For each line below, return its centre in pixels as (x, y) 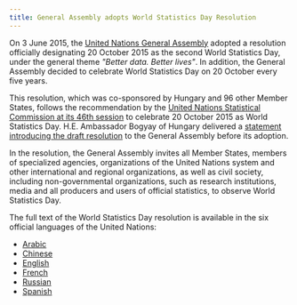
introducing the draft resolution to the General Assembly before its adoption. (149, 135)
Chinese (37, 253)
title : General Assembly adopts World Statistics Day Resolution (132, 17)
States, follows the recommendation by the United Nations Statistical (135, 107)
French (35, 272)
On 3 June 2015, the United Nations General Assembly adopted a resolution (148, 43)
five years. (28, 80)
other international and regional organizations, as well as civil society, (136, 172)
